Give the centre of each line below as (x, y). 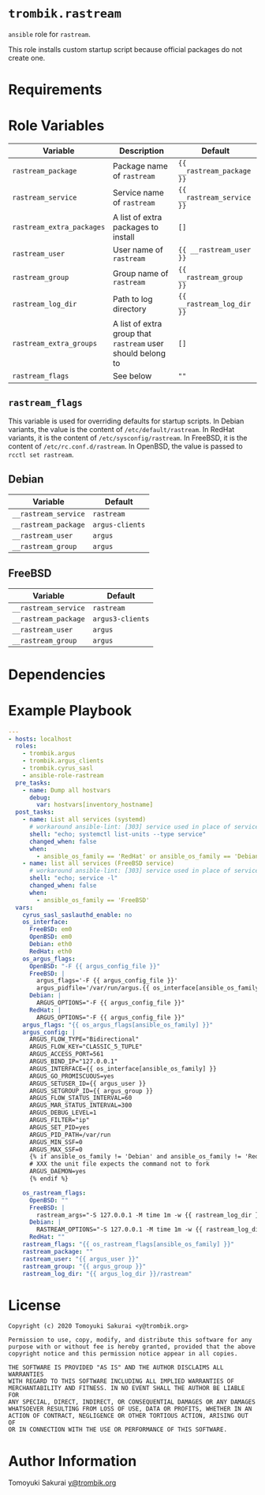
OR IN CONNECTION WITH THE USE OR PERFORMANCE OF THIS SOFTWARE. (118, 1430)
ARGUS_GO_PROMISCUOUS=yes (71, 1076)
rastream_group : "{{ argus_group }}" (84, 1266)
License (35, 1305)
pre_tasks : (33, 783)
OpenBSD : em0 (50, 937)
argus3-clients (121, 619)
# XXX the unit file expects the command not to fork (119, 1164)
